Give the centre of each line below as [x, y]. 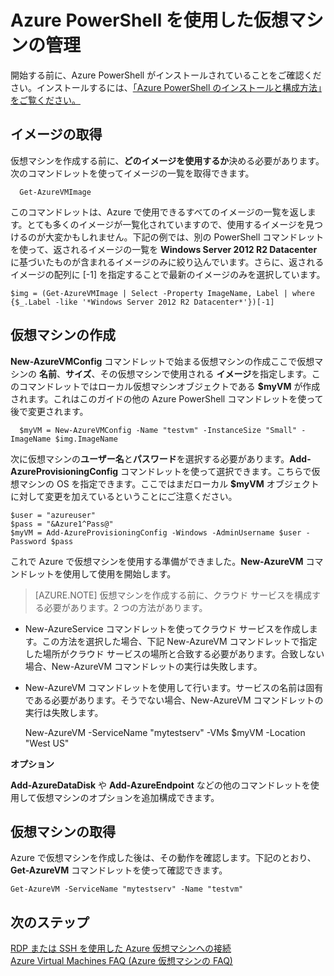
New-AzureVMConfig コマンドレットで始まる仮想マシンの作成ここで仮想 [162, 361]
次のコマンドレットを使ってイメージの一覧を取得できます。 [132, 173]
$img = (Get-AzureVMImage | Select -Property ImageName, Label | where [162, 293]
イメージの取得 [56, 134]
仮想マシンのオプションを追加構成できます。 [128, 797]
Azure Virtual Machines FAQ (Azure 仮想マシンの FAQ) [121, 961]
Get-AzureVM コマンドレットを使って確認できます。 [119, 870]
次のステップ [50, 922]
